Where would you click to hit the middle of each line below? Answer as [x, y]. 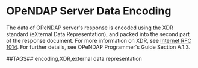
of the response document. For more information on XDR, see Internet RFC [99, 40]
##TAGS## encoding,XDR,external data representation [74, 58]
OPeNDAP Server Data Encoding [89, 11]
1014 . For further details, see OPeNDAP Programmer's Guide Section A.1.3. [98, 47]
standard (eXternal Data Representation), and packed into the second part [98, 34]
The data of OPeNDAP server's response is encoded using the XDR [90, 28]
